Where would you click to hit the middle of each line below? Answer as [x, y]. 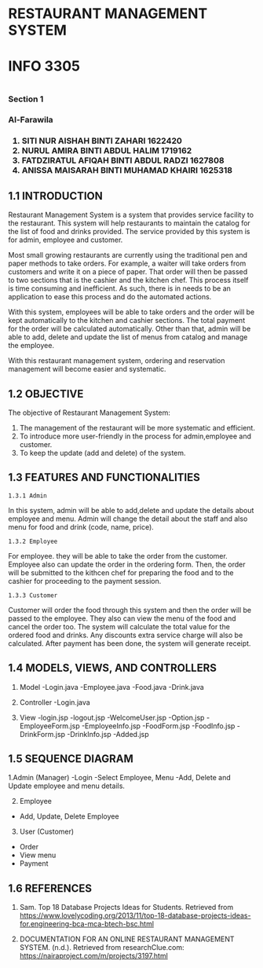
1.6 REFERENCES [50, 888]
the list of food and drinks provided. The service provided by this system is [129, 232]
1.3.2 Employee [33, 541]
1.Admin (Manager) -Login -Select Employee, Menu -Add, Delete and [119, 778]
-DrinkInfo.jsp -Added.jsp [108, 734]
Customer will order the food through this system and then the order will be [130, 610]
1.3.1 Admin [27, 496]
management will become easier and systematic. [87, 369]
